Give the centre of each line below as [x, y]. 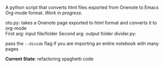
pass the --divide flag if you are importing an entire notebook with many [82, 43]
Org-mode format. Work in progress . [44, 13]
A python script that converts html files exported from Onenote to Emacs [82, 7]
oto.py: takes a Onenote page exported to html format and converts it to [81, 23]
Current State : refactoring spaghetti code [49, 59]
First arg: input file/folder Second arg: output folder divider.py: [71, 33]
